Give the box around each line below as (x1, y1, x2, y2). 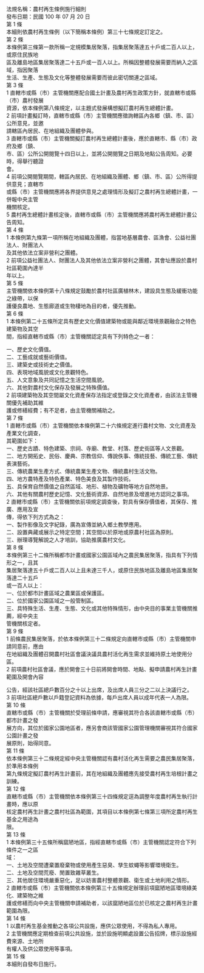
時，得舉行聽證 (6, 158, 44, 165)
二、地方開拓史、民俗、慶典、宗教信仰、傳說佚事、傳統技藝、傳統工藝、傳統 (6, 453, 198, 459)
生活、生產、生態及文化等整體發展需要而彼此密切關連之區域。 (6, 74, 161, 81)
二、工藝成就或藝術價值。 (6, 353, 70, 361)
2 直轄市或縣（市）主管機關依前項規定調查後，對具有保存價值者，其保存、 (6, 498, 192, 505)
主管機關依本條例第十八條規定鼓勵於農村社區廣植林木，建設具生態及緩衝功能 (6, 287, 198, 294)
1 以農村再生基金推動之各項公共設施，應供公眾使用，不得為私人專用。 (6, 922, 180, 929)
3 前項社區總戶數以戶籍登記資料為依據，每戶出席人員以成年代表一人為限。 (6, 694, 192, 701)
